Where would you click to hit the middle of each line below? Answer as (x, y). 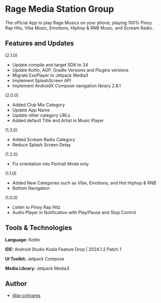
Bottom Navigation (31, 188)
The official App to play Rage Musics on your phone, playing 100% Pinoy (79, 23)
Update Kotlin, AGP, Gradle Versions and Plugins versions (70, 70)
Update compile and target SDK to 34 (50, 64)
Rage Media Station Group (60, 9)
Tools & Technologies (39, 228)
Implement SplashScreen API (41, 80)
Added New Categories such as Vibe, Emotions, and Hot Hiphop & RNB (84, 182)
